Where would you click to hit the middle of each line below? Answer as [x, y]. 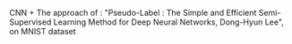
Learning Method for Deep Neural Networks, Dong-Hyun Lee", [168, 22]
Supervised [30, 22]
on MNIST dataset [43, 31]
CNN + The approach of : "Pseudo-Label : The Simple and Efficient [133, 13]
